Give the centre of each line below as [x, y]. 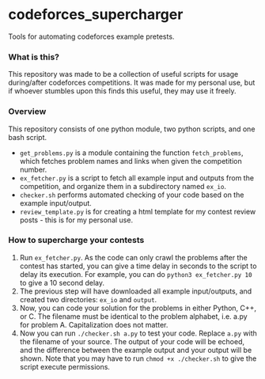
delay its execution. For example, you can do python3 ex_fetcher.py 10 [136, 274]
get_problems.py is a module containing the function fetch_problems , [131, 153]
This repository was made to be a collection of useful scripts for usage [123, 74]
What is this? [34, 57]
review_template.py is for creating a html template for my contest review [138, 211]
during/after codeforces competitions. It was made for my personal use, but [132, 83]
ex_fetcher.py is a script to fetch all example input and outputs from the [137, 178]
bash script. [28, 137]
